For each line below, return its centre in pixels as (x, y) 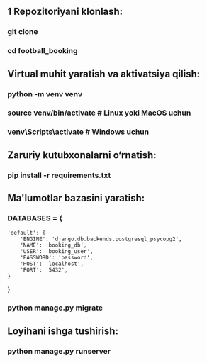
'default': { (27, 233)
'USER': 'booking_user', (57, 252)
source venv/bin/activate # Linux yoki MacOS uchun (99, 113)
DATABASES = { (35, 218)
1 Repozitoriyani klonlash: (65, 12)
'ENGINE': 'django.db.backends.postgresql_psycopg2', (101, 239)
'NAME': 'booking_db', (54, 245)
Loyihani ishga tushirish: (63, 331)
